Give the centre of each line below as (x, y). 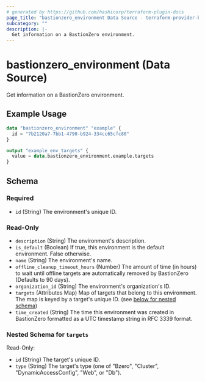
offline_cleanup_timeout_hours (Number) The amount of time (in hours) (106, 267)
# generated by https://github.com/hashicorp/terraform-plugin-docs (95, 12)
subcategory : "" (27, 23)
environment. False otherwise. (53, 254)
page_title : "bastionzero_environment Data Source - (75, 18)
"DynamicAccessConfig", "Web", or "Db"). (68, 373)
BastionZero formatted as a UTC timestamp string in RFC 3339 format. (104, 319)
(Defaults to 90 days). (42, 280)
